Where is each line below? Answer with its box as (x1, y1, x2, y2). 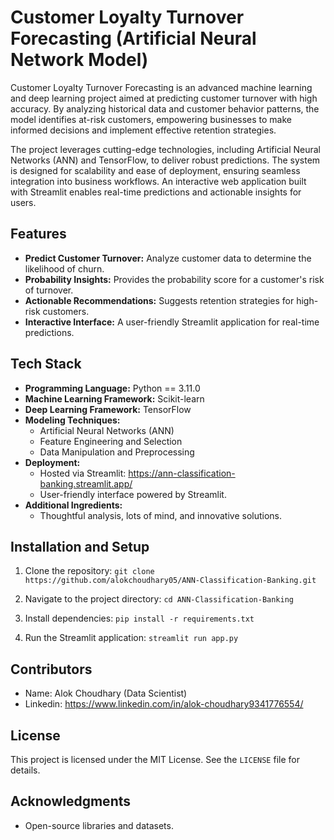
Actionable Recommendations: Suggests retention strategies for (24, 294, 295, 306)
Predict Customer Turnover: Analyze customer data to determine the (24, 252, 312, 264)
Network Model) (10, 49, 149, 71)
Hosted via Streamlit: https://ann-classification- (39, 467, 236, 479)
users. (10, 196, 37, 208)
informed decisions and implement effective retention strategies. (10, 124, 277, 136)
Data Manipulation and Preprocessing (39, 446, 195, 458)
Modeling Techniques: (24, 414, 121, 426)
